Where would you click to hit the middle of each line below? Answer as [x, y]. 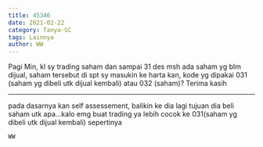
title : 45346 [29, 15]
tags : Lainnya [31, 37]
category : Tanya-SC [40, 30]
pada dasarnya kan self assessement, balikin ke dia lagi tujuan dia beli [121, 106]
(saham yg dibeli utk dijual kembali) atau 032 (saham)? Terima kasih [117, 84]
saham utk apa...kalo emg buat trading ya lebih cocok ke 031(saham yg [122, 114]
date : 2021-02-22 [36, 23]
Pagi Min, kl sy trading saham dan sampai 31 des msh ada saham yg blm [124, 66]
